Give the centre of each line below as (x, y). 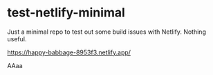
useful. (17, 39)
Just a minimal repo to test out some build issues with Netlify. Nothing (106, 32)
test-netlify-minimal (66, 13)
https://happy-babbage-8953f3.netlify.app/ (69, 52)
